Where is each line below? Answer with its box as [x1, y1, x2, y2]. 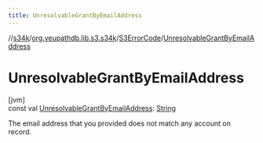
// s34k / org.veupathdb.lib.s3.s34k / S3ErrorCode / [8, 33, 164, 42]
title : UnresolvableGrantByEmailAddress [8, 11, 143, 20]
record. [8, 126, 32, 136]
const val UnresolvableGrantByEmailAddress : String [8, 103, 177, 112]
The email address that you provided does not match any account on [8, 119, 232, 128]
